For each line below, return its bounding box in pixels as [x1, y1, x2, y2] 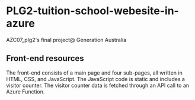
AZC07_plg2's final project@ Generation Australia [6, 36, 127, 43]
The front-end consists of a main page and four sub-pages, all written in [6, 69, 183, 76]
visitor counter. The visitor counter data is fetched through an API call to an [6, 82, 190, 89]
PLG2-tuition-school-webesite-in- [6, 4, 179, 18]
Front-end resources [6, 53, 84, 63]
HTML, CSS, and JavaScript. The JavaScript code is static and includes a [6, 75, 186, 82]
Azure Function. [6, 88, 45, 95]
